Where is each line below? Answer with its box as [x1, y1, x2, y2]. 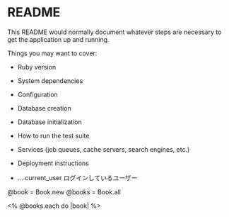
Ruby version [17, 62, 57, 71]
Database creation [17, 104, 72, 112]
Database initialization [17, 118, 83, 126]
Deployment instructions [17, 159, 90, 167]
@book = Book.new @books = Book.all [7, 187, 122, 196]
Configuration [17, 90, 58, 99]
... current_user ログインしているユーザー [17, 173, 138, 182]
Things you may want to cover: [7, 49, 98, 57]
